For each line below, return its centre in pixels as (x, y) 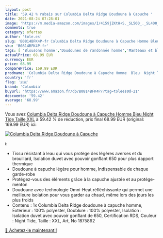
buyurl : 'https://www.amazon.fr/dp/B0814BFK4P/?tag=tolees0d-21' (72, 91)
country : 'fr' (19, 78)
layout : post (18, 10)
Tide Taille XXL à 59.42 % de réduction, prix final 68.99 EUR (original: (74, 119)
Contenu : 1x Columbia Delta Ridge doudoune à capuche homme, (77, 205)
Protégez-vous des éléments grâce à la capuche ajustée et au (74, 179)
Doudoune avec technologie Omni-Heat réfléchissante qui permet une (82, 190)
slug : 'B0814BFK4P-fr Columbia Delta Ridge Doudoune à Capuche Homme (77, 41)
